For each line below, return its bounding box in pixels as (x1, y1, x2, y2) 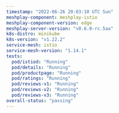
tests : (6, 53, 23, 59)
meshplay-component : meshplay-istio (6, 14, 97, 20)
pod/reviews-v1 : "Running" (11, 81, 79, 87)
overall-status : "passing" (6, 97, 74, 103)
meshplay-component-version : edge (6, 20, 93, 26)
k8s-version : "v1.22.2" (6, 36, 66, 42)
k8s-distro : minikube (6, 31, 60, 37)
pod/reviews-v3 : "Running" (11, 92, 79, 98)
